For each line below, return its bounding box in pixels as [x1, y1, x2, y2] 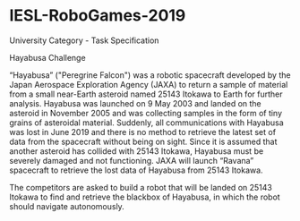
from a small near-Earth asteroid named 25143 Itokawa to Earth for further [9, 89, 283, 99]
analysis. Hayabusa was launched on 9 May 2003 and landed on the [9, 98, 261, 108]
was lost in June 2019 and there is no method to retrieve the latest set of [9, 126, 276, 137]
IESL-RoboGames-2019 [9, 5, 186, 26]
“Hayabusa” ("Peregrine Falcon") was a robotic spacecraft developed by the [9, 69, 291, 81]
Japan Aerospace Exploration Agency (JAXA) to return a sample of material [9, 79, 288, 89]
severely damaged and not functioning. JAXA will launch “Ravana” [9, 155, 254, 166]
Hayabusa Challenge [9, 52, 87, 63]
